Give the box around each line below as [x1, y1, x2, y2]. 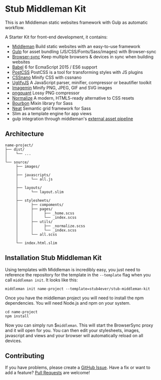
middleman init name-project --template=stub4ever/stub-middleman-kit [5, 286, 150, 291]
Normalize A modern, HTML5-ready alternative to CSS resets [12, 95, 134, 101]
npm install [5, 313, 29, 319]
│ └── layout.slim [15, 190, 64, 194]
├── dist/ [5, 147, 25, 152]
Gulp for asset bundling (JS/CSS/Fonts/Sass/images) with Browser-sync [12, 49, 157, 54]
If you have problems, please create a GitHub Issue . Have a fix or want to [5, 364, 151, 370]
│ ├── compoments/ [15, 202, 64, 207]
